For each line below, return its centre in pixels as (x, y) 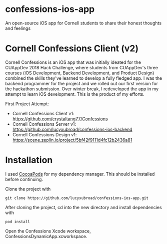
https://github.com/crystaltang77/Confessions (60, 119)
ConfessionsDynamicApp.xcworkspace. (46, 236)
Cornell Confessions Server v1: (44, 124)
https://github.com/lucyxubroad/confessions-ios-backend (72, 129)
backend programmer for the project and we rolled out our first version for (82, 83)
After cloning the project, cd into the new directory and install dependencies (83, 207)
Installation (29, 160)
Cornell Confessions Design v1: (44, 134)
